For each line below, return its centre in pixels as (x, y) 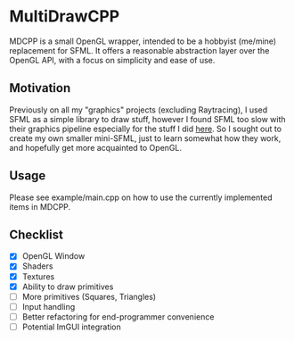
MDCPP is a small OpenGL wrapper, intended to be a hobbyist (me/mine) (143, 41)
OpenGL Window (53, 256)
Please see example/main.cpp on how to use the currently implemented (141, 197)
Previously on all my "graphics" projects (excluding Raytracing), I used (139, 110)
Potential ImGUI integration (72, 327)
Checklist (37, 234)
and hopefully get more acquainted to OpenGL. (96, 147)
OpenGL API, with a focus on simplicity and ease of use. (112, 60)
